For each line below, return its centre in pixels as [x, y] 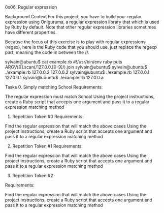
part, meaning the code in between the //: [47, 52]
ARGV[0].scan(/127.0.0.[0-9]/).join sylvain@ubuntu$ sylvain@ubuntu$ [76, 67]
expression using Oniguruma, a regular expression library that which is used [82, 22]
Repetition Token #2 [33, 176]
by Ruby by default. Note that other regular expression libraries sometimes [81, 27]
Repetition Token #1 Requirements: [47, 146]
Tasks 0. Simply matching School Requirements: [54, 87]
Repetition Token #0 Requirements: [48, 117]
